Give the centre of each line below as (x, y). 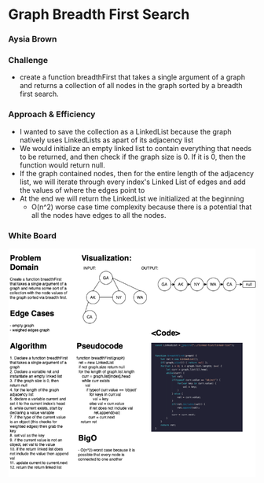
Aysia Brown (33, 39)
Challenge (28, 61)
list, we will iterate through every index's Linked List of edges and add (132, 182)
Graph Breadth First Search (99, 15)
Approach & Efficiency (52, 114)
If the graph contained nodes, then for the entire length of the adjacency (136, 173)
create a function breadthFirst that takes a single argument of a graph (132, 77)
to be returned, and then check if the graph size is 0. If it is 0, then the (132, 157)
